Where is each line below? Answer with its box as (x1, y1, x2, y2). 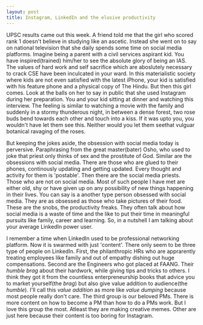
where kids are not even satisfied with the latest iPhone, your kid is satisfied (6, 76, 196, 84)
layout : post (6, 8, 39, 15)
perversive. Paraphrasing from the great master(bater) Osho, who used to (6, 146, 191, 153)
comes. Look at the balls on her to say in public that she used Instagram (6, 89, 186, 96)
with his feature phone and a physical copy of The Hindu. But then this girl (6, 82, 192, 90)
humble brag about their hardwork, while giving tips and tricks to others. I (6, 267, 190, 274)
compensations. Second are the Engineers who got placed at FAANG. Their (6, 260, 195, 268)
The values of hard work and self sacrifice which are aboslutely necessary (6, 63, 193, 70)
